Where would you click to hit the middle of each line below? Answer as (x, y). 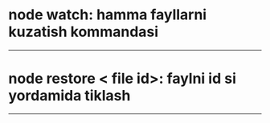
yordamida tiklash (70, 96)
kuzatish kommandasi (84, 32)
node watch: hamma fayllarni (108, 15)
